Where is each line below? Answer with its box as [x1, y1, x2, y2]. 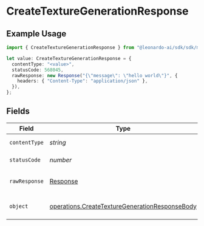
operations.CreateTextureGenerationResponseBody [49, 202, 197, 210]
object [9, 202, 29, 210]
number [49, 156, 72, 164]
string [49, 138, 67, 146]
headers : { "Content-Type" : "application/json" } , [17, 78, 148, 84]
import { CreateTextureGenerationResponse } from [6, 44, 135, 50]
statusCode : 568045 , [12, 67, 64, 73]
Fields [6, 106, 30, 117]
